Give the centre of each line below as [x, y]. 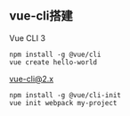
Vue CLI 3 [28, 37]
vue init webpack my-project [63, 103]
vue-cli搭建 [41, 16]
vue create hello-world [53, 62]
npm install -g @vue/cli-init [65, 95]
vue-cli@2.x [32, 79]
